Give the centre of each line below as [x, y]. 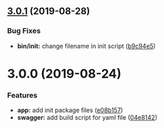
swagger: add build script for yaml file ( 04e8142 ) [87, 118]
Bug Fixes [24, 31]
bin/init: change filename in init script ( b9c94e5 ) [86, 46]
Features [22, 95]
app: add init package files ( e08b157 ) [70, 110]
